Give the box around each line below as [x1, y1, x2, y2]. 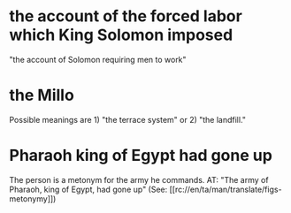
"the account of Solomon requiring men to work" [9, 54, 188, 65]
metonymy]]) [9, 193, 57, 204]
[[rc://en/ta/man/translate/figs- [169, 184, 282, 194]
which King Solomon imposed [9, 25, 234, 45]
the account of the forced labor [9, 6, 243, 27]
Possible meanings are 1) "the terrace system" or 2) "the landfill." [9, 114, 246, 125]
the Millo [9, 86, 75, 105]
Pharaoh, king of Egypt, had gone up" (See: [9, 184, 168, 194]
